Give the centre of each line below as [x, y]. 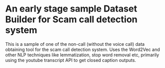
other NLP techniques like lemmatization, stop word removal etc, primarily [82, 55]
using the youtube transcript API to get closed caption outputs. [71, 60]
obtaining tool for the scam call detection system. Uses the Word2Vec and [83, 49]
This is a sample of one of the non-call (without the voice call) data [75, 44]
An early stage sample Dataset [71, 9]
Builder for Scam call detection [71, 19]
